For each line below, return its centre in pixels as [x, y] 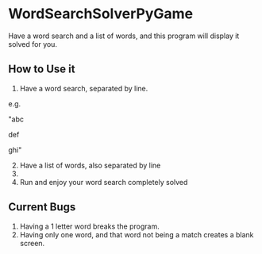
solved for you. [33, 44]
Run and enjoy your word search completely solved [104, 182]
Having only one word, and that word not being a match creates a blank [137, 234]
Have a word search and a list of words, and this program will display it [124, 36]
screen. [32, 243]
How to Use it [42, 69]
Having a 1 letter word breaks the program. [90, 226]
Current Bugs [42, 207]
